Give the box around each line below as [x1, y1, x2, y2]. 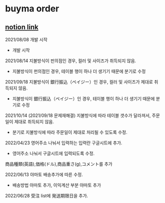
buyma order [5, 3, 59, 14]
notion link [5, 23, 39, 31]
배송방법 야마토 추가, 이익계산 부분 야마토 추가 [12, 182, 102, 188]
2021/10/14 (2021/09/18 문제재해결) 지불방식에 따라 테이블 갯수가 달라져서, [5, 112, 151, 118]
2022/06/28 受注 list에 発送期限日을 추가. [5, 193, 88, 199]
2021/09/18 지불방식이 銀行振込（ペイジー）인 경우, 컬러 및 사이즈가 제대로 [5, 79, 153, 85]
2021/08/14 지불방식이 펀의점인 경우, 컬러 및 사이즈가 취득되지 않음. [5, 58, 136, 64]
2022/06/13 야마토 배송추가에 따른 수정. [5, 172, 83, 177]
